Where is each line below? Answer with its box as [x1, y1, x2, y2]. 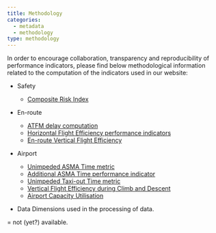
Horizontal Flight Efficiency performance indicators [27, 129, 172, 137]
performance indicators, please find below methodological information [7, 61, 206, 70]
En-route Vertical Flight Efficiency [27, 136, 122, 144]
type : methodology [7, 36, 59, 42]
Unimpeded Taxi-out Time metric [27, 177, 121, 185]
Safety [16, 82, 36, 90]
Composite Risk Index [27, 95, 89, 103]
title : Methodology [7, 10, 63, 17]
